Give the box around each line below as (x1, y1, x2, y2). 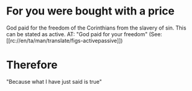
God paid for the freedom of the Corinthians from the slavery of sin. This (6, 24, 187, 31)
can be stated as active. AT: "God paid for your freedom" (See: (6, 30, 162, 37)
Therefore (6, 58, 58, 72)
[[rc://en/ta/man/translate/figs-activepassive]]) (6, 37, 123, 44)
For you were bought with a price (6, 4, 175, 18)
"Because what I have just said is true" (6, 78, 103, 85)
